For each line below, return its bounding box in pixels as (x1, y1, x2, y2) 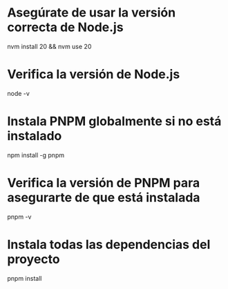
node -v (7, 89, 30, 97)
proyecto (7, 251, 60, 267)
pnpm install (7, 274, 42, 282)
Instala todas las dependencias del (7, 237, 211, 252)
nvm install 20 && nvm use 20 (7, 42, 92, 50)
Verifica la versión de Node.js (7, 67, 180, 82)
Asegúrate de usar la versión (7, 5, 176, 21)
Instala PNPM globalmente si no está (7, 114, 222, 129)
